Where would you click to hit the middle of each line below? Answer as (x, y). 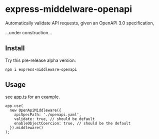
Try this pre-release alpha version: (40, 60)
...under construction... (29, 32)
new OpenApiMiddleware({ (35, 110)
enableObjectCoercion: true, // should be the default (72, 123)
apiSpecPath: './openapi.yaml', (48, 115)
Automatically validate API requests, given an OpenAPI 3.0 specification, (80, 23)
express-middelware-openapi (69, 9)
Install (15, 48)
